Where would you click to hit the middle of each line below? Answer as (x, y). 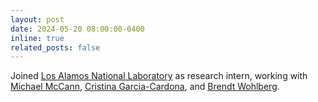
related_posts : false (55, 47)
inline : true (37, 38)
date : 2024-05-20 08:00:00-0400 (77, 29)
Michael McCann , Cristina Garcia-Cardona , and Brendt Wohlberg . (145, 87)
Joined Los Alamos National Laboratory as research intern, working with (159, 76)
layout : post (37, 19)
